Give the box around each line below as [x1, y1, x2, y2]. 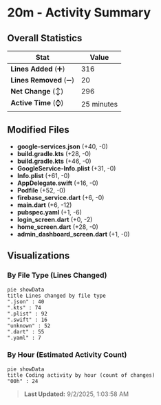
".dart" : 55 [7, 328, 45, 335]
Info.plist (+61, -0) [17, 171, 70, 179]
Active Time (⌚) [10, 98, 64, 107]
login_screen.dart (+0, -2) [17, 215, 93, 223]
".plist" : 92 [7, 310, 48, 317]
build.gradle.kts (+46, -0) [17, 157, 92, 165]
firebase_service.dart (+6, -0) [17, 193, 105, 201]
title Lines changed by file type [7, 292, 107, 299]
